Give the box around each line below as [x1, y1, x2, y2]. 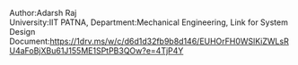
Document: [9, 36, 51, 46]
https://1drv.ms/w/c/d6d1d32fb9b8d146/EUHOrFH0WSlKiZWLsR [49, 36, 289, 46]
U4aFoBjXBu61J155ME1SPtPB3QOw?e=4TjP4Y [9, 45, 184, 56]
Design [9, 27, 36, 37]
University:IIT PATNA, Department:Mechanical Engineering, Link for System [9, 17, 289, 28]
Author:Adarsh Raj [9, 8, 77, 18]
